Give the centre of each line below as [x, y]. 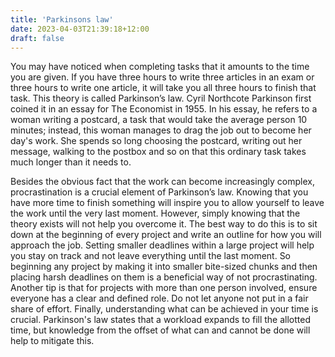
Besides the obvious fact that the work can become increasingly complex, [162, 182]
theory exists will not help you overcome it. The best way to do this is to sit [164, 224]
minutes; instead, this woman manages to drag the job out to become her [161, 130]
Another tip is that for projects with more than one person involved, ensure [164, 288]
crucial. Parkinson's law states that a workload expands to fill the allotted [161, 320]
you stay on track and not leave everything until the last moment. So [151, 256]
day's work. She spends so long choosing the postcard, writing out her [156, 141]
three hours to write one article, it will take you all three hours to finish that [163, 88]
